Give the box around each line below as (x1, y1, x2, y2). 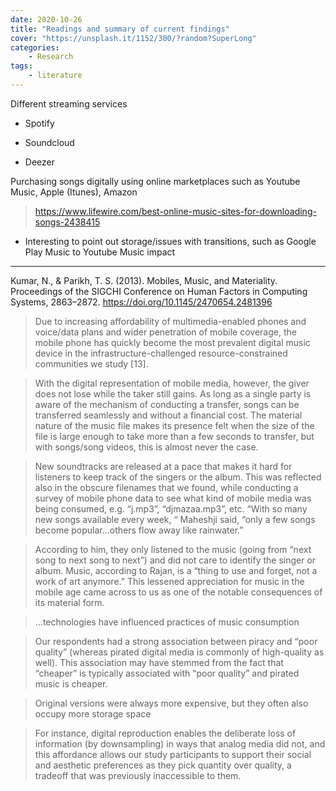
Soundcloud (24, 136, 75, 148)
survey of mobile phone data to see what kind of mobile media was (34, 492, 312, 504)
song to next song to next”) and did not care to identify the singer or (34, 554, 317, 566)
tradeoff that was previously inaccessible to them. (34, 769, 242, 781)
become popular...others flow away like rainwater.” (34, 524, 244, 536)
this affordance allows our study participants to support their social (34, 748, 312, 760)
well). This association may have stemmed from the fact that (34, 656, 284, 668)
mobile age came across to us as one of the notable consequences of (34, 586, 323, 598)
